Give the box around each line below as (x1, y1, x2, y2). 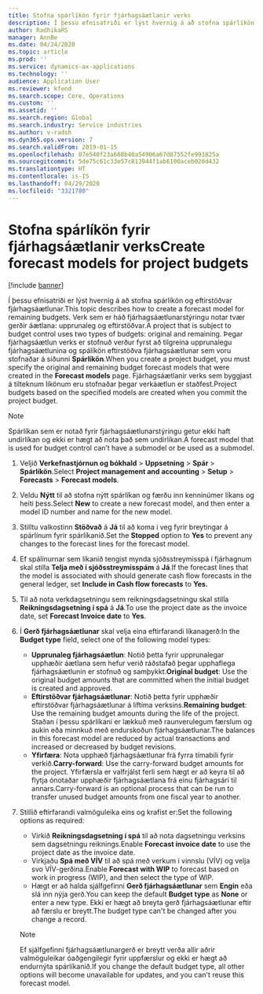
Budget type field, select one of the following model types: (19, 635, 211, 644)
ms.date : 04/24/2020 (8, 41, 76, 49)
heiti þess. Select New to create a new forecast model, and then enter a (19, 499, 250, 508)
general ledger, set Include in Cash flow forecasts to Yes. (19, 579, 208, 588)
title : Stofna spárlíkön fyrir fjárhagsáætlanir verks (8, 11, 192, 20)
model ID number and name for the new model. (19, 506, 173, 516)
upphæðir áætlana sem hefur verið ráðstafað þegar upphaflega (31, 658, 236, 668)
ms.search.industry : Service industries (8, 121, 143, 129)
